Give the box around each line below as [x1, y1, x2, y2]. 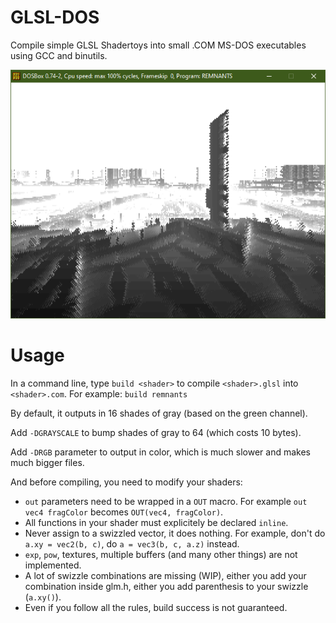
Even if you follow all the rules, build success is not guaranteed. [24, 601, 288, 613]
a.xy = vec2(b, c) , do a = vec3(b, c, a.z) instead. [24, 537, 240, 550]
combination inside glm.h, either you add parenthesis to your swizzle [24, 580, 309, 592]
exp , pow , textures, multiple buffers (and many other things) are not [24, 548, 298, 560]
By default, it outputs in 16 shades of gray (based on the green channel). [10, 407, 308, 419]
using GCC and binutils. [10, 49, 108, 61]
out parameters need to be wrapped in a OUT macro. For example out [24, 495, 308, 507]
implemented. [24, 559, 82, 571]
